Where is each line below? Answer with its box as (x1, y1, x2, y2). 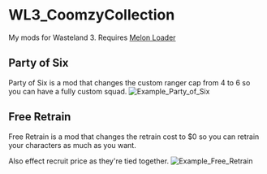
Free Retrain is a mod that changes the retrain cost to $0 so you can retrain (8, 132, 260, 141)
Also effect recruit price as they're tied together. (8, 156, 169, 166)
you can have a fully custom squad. (8, 86, 127, 96)
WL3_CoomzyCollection (8, 6, 175, 24)
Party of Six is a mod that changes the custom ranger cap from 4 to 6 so (8, 77, 251, 87)
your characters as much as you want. (8, 140, 136, 150)
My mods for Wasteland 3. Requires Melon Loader (8, 33, 176, 42)
